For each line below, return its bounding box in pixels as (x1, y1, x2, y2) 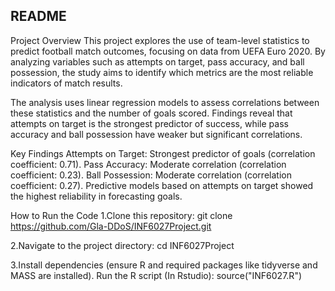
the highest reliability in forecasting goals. (10, 190, 183, 202)
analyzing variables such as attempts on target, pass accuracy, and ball (10, 55, 305, 68)
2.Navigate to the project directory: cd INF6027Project (10, 239, 235, 251)
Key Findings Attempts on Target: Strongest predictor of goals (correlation (10, 147, 316, 159)
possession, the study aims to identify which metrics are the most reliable (10, 66, 314, 78)
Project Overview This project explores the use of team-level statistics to (10, 34, 310, 46)
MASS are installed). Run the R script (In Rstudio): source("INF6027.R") (10, 269, 303, 281)
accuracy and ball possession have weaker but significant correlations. (10, 128, 303, 140)
